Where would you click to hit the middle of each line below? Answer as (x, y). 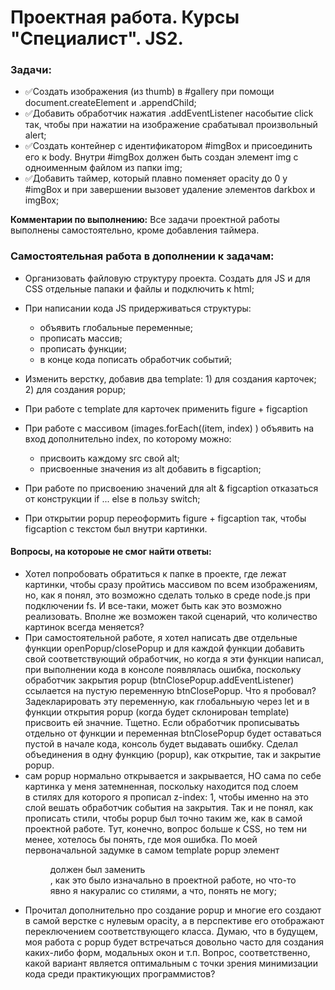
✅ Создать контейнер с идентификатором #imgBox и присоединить (168, 146)
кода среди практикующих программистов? (120, 973)
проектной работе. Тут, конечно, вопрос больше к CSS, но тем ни (166, 828)
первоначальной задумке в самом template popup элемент (152, 850)
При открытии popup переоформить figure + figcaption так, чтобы (165, 518)
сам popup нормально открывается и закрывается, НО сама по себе (173, 775)
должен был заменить (97, 869)
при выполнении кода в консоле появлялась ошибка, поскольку (163, 669)
